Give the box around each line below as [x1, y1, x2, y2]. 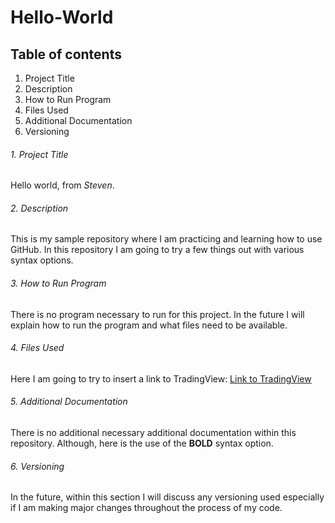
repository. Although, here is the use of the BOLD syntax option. [10, 437, 274, 450]
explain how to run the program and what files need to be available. [10, 319, 288, 331]
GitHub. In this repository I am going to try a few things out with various [10, 244, 305, 256]
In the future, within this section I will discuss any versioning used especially [10, 491, 325, 503]
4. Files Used [10, 342, 65, 354]
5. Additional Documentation [10, 396, 128, 408]
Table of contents [10, 46, 122, 63]
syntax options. [10, 254, 74, 266]
